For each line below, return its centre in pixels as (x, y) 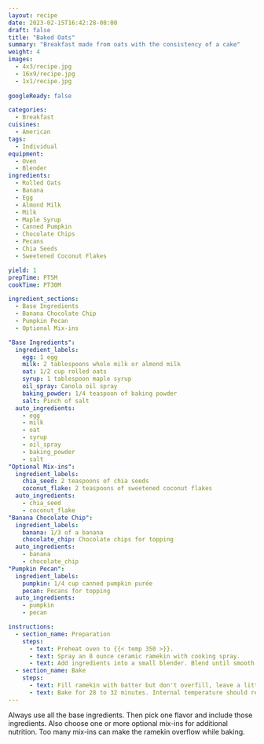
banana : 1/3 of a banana (63, 532)
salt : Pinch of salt (56, 401)
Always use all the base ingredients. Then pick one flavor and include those (130, 715)
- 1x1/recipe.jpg (44, 81)
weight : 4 (24, 52)
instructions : (31, 627)
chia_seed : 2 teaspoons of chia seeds (86, 481)
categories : (27, 110)
